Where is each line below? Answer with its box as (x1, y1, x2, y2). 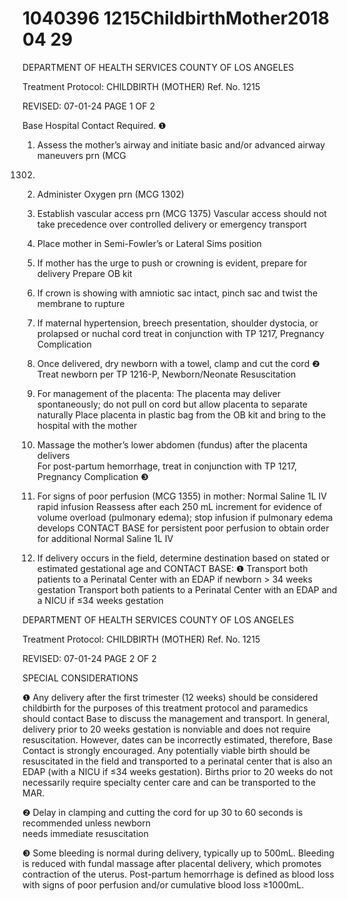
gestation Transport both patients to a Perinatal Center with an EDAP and (36, 583, 338, 596)
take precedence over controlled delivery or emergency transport (36, 218, 307, 230)
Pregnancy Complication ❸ (36, 470, 149, 482)
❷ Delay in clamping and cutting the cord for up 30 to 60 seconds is (22, 806, 304, 818)
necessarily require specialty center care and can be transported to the (22, 776, 317, 788)
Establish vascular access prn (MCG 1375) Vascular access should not (36, 207, 327, 219)
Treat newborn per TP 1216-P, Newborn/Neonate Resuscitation (36, 368, 297, 380)
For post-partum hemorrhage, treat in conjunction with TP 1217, (36, 460, 298, 472)
